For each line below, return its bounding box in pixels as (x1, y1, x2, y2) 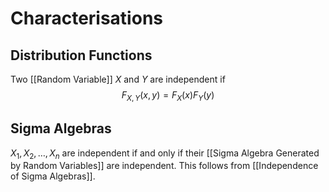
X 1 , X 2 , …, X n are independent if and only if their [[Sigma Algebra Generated (10, 147, 320, 161)
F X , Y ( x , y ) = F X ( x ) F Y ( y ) (121, 89, 215, 103)
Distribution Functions (10, 47, 153, 64)
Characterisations (10, 7, 163, 30)
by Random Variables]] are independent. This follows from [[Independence (10, 160, 319, 172)
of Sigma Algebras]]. (10, 170, 96, 182)
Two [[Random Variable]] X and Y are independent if (10, 73, 226, 85)
